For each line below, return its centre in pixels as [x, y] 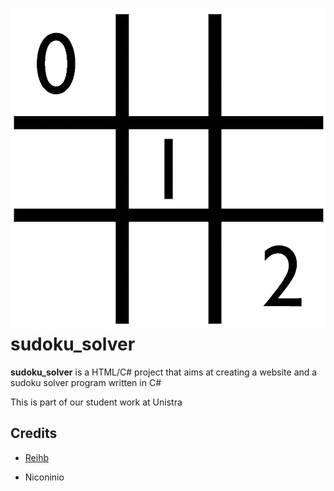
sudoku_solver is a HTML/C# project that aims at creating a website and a [164, 372]
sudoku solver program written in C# [86, 382]
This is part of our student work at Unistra [96, 402]
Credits [34, 433]
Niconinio [44, 477]
